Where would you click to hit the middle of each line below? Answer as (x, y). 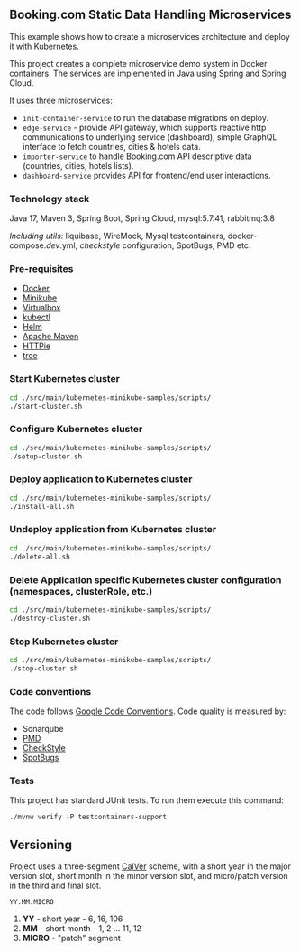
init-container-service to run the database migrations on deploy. (145, 117)
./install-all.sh (42, 506)
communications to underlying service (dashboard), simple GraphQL (150, 137)
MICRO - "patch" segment (72, 938)
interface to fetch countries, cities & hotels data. (111, 146)
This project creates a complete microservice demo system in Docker (138, 63)
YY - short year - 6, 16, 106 (73, 919)
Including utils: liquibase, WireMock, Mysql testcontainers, (118, 236)
